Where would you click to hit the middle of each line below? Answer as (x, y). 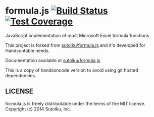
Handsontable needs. (28, 50)
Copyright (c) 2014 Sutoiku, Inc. (38, 109)
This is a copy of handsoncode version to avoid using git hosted (72, 70)
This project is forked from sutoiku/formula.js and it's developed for (75, 45)
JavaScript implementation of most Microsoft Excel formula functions (77, 35)
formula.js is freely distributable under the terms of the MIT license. (75, 103)
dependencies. (21, 75)
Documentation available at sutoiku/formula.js (53, 60)
